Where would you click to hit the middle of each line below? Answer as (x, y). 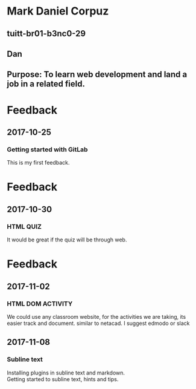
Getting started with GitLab (47, 149)
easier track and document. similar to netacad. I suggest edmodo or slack (98, 323)
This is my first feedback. (38, 163)
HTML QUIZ (24, 226)
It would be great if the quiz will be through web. (67, 240)
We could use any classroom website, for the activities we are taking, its (96, 316)
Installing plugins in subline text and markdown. (66, 373)
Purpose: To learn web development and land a (97, 75)
